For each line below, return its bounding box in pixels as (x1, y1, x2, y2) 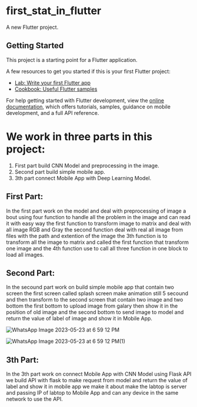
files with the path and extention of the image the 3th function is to (6, 232, 168, 239)
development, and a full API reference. (6, 109, 99, 116)
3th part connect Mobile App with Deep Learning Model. (14, 174, 152, 181)
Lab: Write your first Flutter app (14, 79, 91, 86)
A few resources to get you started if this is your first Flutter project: (6, 68, 171, 75)
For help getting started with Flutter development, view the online (6, 97, 165, 104)
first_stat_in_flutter (6, 4, 102, 18)
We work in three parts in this (6, 130, 153, 143)
